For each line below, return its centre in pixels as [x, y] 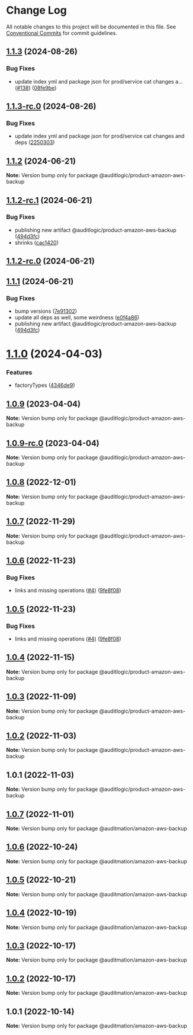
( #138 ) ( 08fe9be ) [36, 88]
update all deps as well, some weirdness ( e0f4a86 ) [77, 317]
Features [19, 372]
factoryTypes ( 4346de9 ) [45, 385]
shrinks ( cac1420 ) [37, 242]
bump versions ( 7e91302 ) [46, 311]
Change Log [36, 10]
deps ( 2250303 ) [35, 142]
